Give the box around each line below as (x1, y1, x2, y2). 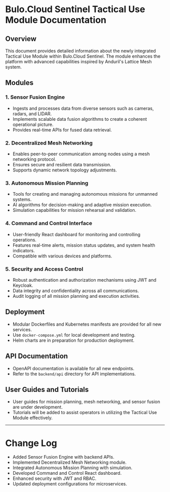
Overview (5, 34, 37, 43)
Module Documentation (5, 14, 107, 26)
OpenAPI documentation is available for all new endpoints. (12, 365, 135, 371)
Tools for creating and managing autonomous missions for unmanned (12, 191, 158, 197)
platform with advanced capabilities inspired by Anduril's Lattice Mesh (5, 59, 152, 64)
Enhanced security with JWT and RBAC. (12, 475, 97, 481)
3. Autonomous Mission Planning (5, 180, 89, 187)
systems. (12, 196, 32, 203)
